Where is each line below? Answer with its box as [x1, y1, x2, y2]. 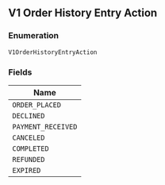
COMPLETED [12, 144, 49, 153]
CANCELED [12, 133, 45, 142]
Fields [8, 67, 33, 78]
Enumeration [8, 30, 59, 41]
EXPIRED [12, 166, 41, 175]
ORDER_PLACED [12, 100, 62, 110]
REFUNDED [12, 155, 45, 164]
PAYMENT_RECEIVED [12, 122, 78, 131]
